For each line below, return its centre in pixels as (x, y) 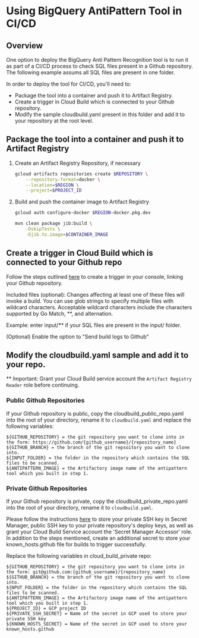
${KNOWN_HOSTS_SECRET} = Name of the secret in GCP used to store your (97, 624)
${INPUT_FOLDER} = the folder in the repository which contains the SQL (98, 458)
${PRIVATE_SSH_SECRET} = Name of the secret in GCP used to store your (97, 614)
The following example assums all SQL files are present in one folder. (91, 72)
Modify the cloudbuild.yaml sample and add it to (97, 355)
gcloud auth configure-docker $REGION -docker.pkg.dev (83, 213)
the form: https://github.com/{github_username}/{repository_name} (91, 442)
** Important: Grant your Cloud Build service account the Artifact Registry (99, 379)
